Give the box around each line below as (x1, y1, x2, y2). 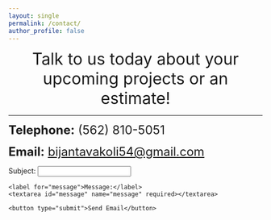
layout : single (8, 11, 60, 20)
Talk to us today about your (31, 49, 240, 69)
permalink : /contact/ (8, 19, 81, 27)
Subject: (8, 166, 36, 176)
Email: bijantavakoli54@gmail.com (8, 144, 205, 160)
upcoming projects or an (43, 68, 228, 89)
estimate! (100, 88, 171, 109)
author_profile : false (8, 27, 85, 35)
